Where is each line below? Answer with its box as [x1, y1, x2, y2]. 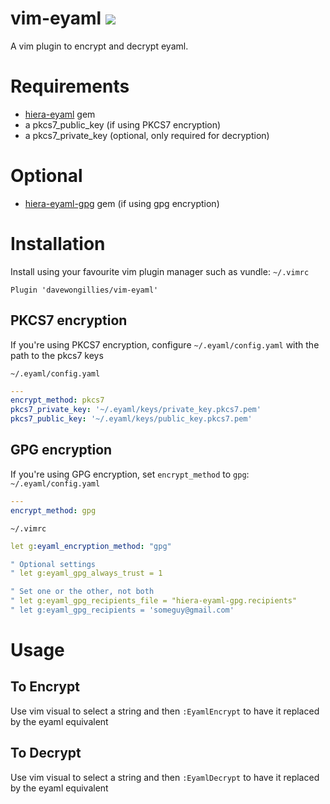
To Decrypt [10, 745, 82, 762]
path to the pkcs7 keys [10, 349, 104, 361]
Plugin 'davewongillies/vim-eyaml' [10, 285, 159, 295]
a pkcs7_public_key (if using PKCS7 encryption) [24, 118, 222, 131]
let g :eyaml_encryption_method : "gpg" [10, 541, 172, 551]
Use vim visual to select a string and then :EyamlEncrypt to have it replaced [10, 705, 320, 717]
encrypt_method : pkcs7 [10, 395, 105, 406]
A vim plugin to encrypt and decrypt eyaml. [10, 40, 189, 52]
